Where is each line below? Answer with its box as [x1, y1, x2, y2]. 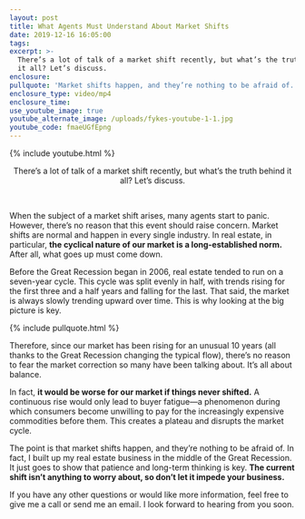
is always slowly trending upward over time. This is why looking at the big [9, 296, 284, 306]
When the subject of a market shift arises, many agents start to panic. [9, 211, 271, 220]
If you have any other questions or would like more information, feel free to [9, 489, 289, 500]
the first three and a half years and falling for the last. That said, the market [9, 286, 290, 296]
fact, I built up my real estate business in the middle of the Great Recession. [9, 453, 292, 463]
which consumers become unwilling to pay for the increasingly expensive [9, 406, 284, 416]
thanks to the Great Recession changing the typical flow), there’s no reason [9, 350, 290, 360]
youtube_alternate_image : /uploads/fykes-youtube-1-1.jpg [9, 114, 233, 123]
